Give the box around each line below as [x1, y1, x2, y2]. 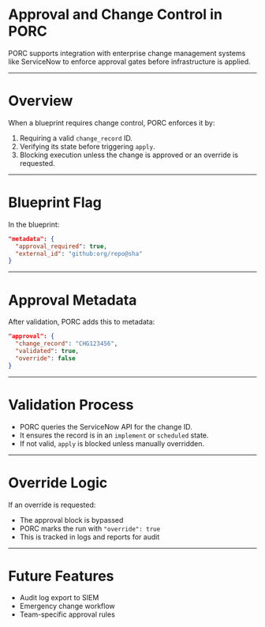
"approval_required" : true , [15, 242, 108, 250]
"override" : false [15, 354, 77, 362]
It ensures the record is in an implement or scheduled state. [19, 430, 209, 440]
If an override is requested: [8, 500, 96, 509]
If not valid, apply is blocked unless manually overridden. [19, 438, 205, 448]
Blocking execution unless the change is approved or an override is [19, 150, 239, 160]
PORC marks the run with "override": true [19, 524, 161, 533]
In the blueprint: [8, 220, 60, 229]
